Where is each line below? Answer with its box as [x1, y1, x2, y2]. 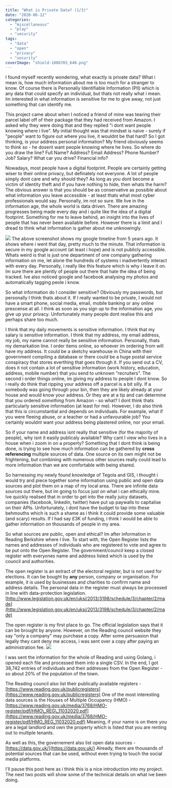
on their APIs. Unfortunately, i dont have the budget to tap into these [5, 504, 150, 511]
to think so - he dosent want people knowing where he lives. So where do [5, 144, 161, 151]
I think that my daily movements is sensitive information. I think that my [5, 327, 155, 333]
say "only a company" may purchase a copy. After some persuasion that [5, 633, 159, 639]
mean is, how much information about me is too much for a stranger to [5, 80, 155, 86]
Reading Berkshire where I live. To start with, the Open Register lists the [5, 536, 157, 542]
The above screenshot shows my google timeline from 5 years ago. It [11, 236, 158, 242]
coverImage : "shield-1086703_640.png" [5, 60, 88, 65]
